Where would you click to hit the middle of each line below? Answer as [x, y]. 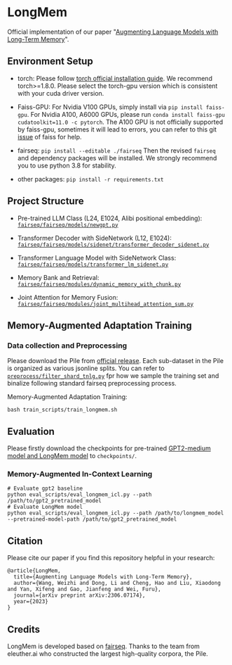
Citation [25, 541]
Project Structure [46, 201]
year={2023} [31, 602]
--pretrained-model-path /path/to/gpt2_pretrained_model [92, 519]
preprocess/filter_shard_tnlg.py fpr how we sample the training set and [113, 376]
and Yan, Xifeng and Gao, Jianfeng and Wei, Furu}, [84, 589]
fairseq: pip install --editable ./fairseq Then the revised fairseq [116, 150]
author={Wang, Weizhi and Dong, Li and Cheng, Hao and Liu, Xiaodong [117, 583]
